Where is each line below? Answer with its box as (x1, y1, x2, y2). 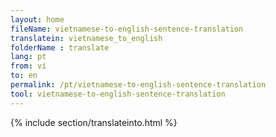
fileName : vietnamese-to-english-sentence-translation (10, 24, 244, 34)
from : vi (10, 61, 47, 71)
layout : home (10, 14, 65, 25)
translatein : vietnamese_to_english (10, 33, 163, 43)
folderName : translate (10, 42, 110, 53)
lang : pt (10, 52, 47, 62)
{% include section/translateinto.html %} (10, 116, 178, 128)
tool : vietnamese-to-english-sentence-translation (10, 89, 226, 99)
